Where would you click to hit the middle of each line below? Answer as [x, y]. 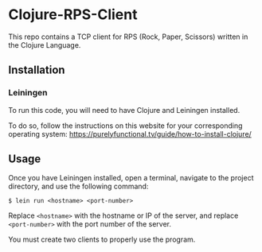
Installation [37, 70]
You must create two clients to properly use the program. [102, 239]
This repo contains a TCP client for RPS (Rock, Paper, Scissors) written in [128, 37]
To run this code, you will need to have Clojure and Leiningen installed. [124, 110]
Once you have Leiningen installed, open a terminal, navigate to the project [131, 178]
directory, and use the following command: [78, 186]
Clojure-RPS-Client [73, 15]
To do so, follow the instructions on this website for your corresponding [125, 126]
